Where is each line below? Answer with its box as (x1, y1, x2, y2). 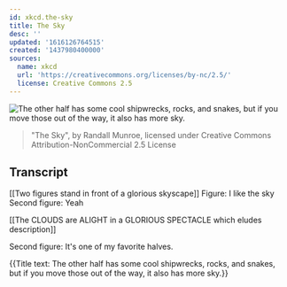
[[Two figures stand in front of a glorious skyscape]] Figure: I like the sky (9, 188, 275, 199)
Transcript (9, 165, 68, 180)
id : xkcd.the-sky (9, 12, 74, 22)
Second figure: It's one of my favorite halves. (9, 241, 174, 252)
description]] (9, 224, 57, 235)
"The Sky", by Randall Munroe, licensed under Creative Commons (30, 129, 272, 140)
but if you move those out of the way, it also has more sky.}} (9, 268, 229, 279)
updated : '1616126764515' (9, 37, 105, 47)
